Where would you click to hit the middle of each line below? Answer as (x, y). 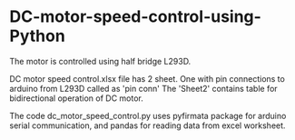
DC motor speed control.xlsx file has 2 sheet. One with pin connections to (147, 78)
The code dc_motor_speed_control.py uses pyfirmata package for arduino (148, 115)
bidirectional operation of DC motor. (76, 98)
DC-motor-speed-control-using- (135, 17)
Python (37, 36)
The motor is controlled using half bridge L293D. (100, 61)
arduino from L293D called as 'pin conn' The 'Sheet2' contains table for (144, 88)
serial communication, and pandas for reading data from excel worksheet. (147, 125)
